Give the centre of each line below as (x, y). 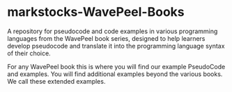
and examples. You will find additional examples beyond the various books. (115, 74)
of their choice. (29, 53)
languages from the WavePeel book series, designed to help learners (106, 38)
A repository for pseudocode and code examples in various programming (113, 31)
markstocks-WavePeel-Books (96, 12)
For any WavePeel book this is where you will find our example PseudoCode (116, 66)
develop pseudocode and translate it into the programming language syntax (116, 46)
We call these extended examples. (56, 81)
